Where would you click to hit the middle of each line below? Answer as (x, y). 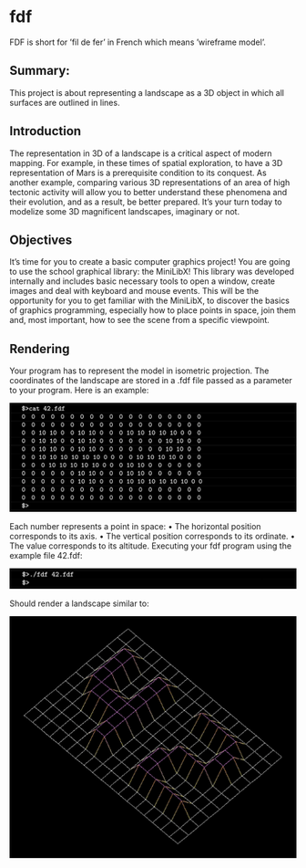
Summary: (40, 71)
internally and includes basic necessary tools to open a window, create (143, 281)
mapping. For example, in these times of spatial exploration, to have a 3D (146, 162)
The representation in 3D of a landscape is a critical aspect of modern (141, 153)
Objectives (41, 240)
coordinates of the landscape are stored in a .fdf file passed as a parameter (151, 381)
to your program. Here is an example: (79, 391)
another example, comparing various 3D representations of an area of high (150, 182)
